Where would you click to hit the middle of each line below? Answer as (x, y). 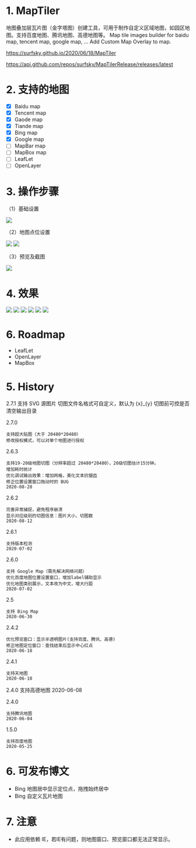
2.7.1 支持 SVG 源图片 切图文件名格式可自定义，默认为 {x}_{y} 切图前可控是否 (98, 404)
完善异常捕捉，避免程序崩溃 (34, 510)
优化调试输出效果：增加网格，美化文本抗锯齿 (52, 476)
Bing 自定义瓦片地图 (38, 796)
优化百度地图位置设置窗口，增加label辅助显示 (54, 578)
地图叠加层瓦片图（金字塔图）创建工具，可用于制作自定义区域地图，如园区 (95, 27)
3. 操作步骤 (33, 192)
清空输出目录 (21, 411)
